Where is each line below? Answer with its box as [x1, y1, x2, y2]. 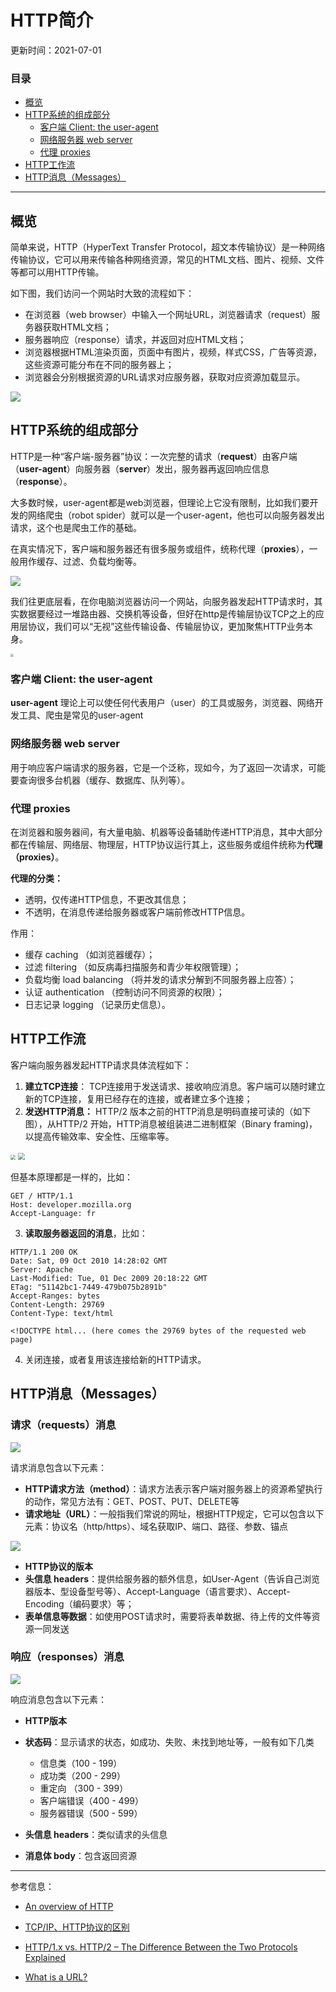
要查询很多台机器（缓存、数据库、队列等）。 [10, 774, 190, 786]
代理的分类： [10, 872, 63, 885]
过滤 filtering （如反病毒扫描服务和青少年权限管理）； [24, 961, 242, 973]
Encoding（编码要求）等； [24, 1597, 135, 1610]
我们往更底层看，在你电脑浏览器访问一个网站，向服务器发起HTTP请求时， [10, 595, 315, 607]
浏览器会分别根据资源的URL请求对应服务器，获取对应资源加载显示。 [24, 371, 306, 383]
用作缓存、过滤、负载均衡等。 [18, 555, 142, 567]
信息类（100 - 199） [39, 1757, 123, 1769]
